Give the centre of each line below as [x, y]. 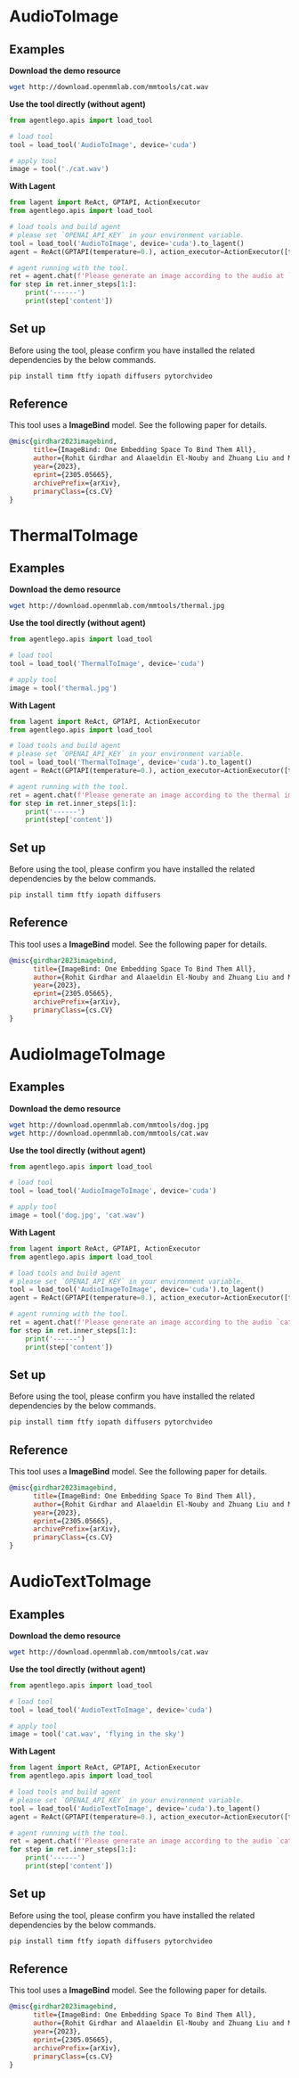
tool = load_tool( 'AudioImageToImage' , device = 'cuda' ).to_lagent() [137, 1290]
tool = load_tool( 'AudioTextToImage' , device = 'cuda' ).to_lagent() [135, 1808]
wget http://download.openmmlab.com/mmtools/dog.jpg [109, 1125]
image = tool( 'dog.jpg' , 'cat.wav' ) [77, 1215]
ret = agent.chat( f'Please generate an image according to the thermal [145, 795]
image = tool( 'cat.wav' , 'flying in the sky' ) [97, 1734]
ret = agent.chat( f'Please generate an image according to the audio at [147, 276]
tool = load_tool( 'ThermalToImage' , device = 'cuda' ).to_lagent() [131, 763]
